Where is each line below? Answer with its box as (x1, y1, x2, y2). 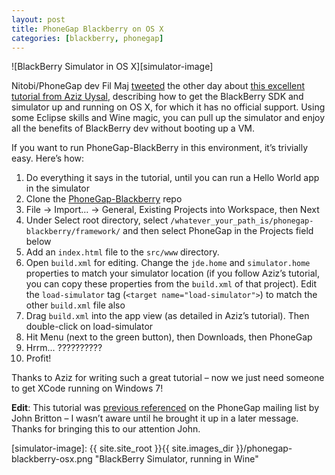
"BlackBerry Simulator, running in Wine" (94, 453, 259, 465)
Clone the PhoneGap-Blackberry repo (25, 193, 183, 205)
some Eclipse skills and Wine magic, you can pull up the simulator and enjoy (11, 112, 326, 124)
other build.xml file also (25, 299, 126, 311)
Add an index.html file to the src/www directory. (25, 246, 220, 258)
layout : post (11, 14, 66, 25)
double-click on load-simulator (25, 321, 154, 333)
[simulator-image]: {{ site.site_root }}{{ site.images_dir (11, 442, 234, 455)
